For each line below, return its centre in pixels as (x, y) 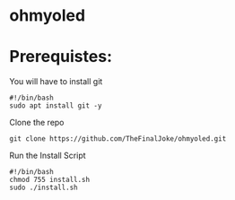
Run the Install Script (48, 156)
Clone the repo (37, 123)
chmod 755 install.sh (50, 180)
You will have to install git (56, 82)
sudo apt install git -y (56, 106)
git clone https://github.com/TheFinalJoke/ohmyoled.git (118, 139)
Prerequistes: (61, 57)
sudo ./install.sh (44, 188)
